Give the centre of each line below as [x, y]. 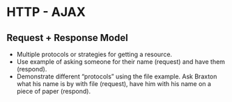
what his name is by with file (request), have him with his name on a [114, 84]
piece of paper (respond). [54, 91]
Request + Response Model [67, 38]
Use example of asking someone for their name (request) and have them [121, 62]
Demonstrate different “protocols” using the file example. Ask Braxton [117, 76]
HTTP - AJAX [46, 12]
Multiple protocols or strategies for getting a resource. [94, 54]
